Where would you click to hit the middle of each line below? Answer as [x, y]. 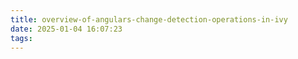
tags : [21, 38]
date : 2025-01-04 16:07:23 [66, 29]
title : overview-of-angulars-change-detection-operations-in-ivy [149, 19]
